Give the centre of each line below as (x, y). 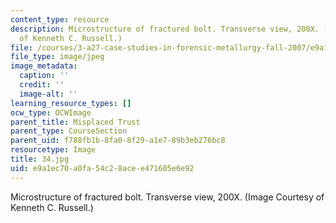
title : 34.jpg (40, 159)
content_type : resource (60, 19)
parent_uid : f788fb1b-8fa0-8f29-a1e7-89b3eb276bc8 (118, 141)
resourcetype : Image (53, 150)
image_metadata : (44, 66)
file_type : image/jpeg (57, 57)
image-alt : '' (48, 94)
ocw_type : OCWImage (51, 112)
